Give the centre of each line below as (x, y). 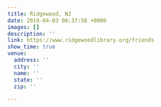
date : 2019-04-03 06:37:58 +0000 (57, 21)
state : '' (28, 80)
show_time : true (31, 47)
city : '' (27, 67)
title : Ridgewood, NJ (40, 14)
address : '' (32, 60)
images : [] (24, 27)
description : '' (31, 34)
